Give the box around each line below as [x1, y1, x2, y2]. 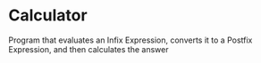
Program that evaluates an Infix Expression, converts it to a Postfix [8, 35, 253, 45]
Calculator [8, 5, 88, 26]
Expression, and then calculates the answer [8, 43, 169, 54]
